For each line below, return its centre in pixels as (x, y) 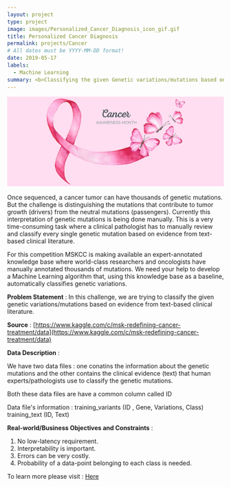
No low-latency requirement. (57, 441)
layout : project (30, 14)
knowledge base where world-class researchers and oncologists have (107, 262)
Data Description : (33, 353)
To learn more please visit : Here (53, 477)
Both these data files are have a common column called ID (89, 394)
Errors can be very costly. (54, 456)
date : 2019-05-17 (32, 58)
